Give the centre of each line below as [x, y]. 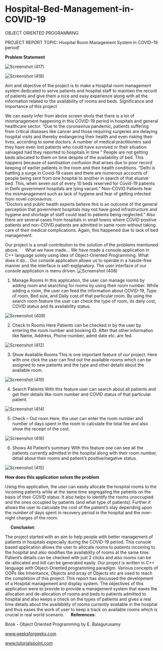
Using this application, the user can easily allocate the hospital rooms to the [81, 486]
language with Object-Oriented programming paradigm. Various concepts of [81, 568]
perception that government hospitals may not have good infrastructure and [81, 209]
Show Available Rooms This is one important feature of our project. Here [84, 354]
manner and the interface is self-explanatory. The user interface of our [76, 266]
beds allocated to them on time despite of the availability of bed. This [74, 157]
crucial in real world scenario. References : [50, 614]
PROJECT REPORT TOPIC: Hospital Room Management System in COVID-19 [81, 42]
